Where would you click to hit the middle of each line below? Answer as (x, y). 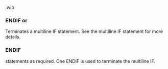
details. (13, 37)
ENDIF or (16, 20)
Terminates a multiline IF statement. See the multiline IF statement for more (84, 31)
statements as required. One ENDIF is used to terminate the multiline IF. (80, 61)
